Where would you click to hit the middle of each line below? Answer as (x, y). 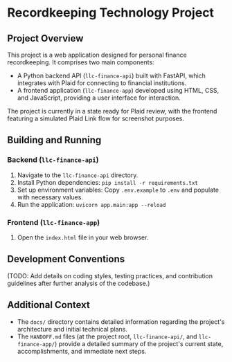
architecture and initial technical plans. (72, 329)
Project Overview (45, 38)
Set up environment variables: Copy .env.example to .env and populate (118, 190)
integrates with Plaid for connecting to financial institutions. (102, 83)
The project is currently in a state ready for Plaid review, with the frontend (112, 111)
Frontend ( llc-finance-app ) (54, 222)
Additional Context (48, 305)
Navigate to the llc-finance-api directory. (78, 175)
